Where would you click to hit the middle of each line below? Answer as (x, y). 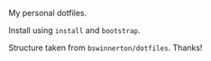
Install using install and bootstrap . (74, 30)
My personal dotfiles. (48, 13)
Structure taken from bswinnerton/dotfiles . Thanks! (105, 48)
